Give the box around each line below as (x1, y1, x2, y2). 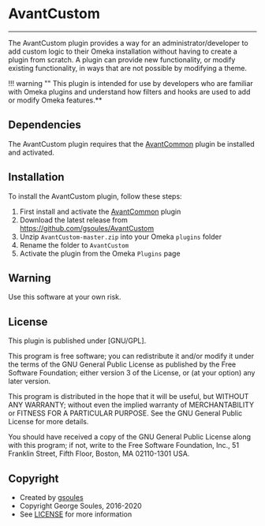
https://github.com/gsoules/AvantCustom (19, 223, 155, 233)
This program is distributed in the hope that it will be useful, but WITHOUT (8, 392, 249, 401)
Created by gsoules (19, 493, 84, 502)
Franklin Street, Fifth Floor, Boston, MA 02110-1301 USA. (8, 449, 190, 458)
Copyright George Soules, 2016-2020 (19, 502, 142, 510)
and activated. (8, 147, 55, 157)
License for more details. (8, 417, 89, 427)
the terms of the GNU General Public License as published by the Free (8, 360, 237, 369)
